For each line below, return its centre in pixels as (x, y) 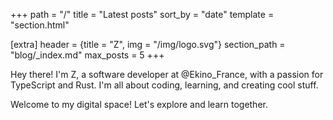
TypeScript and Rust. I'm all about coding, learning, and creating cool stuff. (164, 85)
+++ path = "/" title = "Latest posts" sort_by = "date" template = (142, 14)
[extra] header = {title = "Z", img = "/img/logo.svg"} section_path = (148, 44)
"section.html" (40, 25)
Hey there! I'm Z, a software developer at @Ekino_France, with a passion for (167, 74)
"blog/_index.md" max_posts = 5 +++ (87, 55)
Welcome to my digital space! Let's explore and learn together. (139, 104)
